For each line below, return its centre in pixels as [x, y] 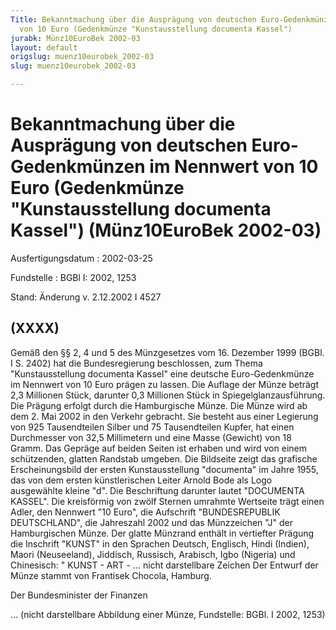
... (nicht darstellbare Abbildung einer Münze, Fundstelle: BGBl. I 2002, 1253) [168, 614]
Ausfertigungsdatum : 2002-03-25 [81, 258]
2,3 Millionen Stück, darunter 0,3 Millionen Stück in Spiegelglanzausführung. [168, 395]
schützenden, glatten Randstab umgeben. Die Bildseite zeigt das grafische [164, 458]
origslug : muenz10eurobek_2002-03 [82, 57]
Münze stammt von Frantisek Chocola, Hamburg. [111, 575]
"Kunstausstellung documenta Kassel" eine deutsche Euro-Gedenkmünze [162, 373]
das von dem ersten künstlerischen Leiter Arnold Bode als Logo [141, 480]
